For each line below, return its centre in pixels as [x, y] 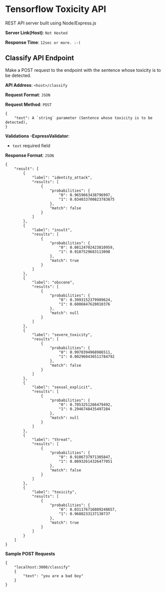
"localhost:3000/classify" [42, 567]
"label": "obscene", [53, 282]
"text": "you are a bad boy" [53, 576]
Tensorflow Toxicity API [56, 9]
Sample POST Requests [30, 554]
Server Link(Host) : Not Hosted [36, 32]
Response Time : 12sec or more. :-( [43, 42]
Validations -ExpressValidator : [37, 136]
